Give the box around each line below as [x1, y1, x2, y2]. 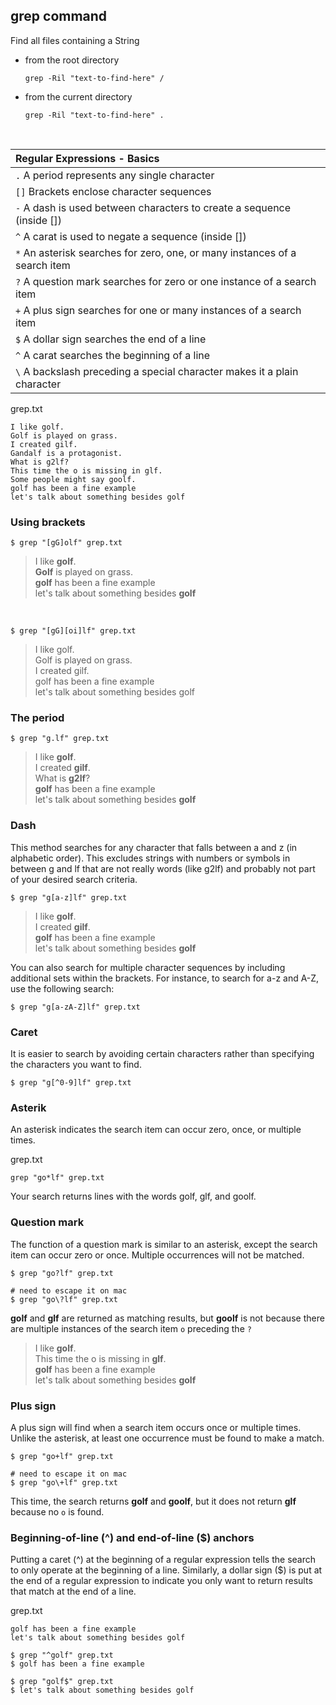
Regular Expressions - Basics [15, 151, 160, 165]
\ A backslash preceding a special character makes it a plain [15, 364, 299, 378]
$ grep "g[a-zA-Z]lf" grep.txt [10, 1002, 141, 1012]
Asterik [10, 1100, 47, 1114]
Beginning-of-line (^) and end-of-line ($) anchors [10, 1530, 255, 1544]
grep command [10, 8, 108, 25]
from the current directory [24, 90, 133, 103]
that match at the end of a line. [10, 1585, 137, 1598]
